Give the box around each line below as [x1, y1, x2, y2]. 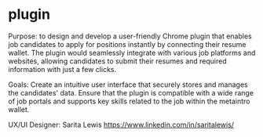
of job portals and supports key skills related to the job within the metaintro [8, 96, 250, 106]
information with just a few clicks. [8, 64, 116, 74]
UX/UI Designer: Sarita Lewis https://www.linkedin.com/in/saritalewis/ [8, 120, 234, 129]
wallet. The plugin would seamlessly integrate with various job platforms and [8, 48, 256, 57]
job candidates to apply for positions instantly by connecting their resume [8, 39, 247, 49]
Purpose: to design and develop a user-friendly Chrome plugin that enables [8, 31, 253, 41]
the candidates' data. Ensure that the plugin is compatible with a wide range [8, 88, 254, 97]
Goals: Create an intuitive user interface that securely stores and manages [8, 80, 249, 89]
